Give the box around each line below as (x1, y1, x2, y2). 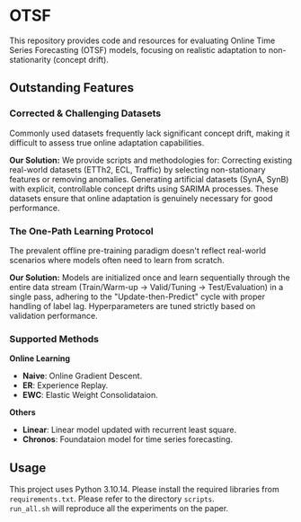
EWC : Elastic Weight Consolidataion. (22, 390, 159, 401)
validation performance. (9, 310, 98, 321)
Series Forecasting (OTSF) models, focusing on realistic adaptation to (9, 44, 267, 55)
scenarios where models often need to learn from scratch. (9, 254, 225, 265)
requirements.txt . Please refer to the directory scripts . (9, 493, 216, 504)
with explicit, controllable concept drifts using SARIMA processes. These (9, 183, 279, 194)
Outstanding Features (9, 80, 135, 95)
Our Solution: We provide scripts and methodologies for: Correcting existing (9, 155, 293, 165)
